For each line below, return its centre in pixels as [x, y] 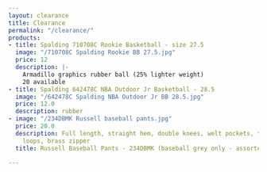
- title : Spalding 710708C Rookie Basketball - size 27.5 [106, 45]
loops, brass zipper [56, 141]
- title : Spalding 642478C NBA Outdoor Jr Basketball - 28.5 [112, 89]
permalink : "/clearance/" [51, 30]
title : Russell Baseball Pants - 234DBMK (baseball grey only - [124, 148]
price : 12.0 [35, 104]
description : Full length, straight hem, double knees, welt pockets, [135, 133]
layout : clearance [39, 15]
